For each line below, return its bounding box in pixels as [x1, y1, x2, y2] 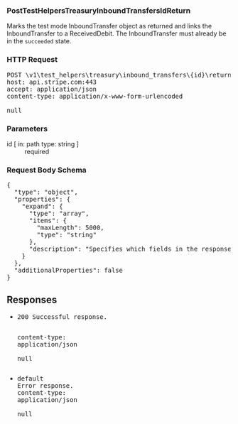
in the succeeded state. [6, 37, 72, 45]
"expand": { [21, 202, 63, 211]
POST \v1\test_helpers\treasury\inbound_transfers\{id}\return [6, 70, 232, 79]
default [16, 375, 44, 382]
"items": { [28, 217, 67, 225]
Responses [6, 293, 58, 305]
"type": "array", [28, 210, 90, 218]
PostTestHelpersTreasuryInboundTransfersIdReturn [6, 6, 191, 16]
